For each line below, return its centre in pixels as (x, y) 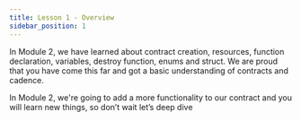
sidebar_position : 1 (48, 26)
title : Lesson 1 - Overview (62, 17)
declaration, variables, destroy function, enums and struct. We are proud (144, 61)
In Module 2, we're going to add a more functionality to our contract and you (150, 97)
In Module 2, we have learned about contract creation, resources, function (147, 51)
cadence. (27, 80)
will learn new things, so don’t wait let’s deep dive (101, 107)
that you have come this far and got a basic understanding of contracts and (149, 70)
